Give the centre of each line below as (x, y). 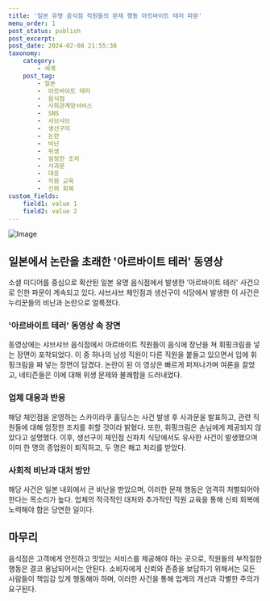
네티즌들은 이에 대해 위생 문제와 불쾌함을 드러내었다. (101, 375)
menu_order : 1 (32, 23)
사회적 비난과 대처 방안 (50, 470)
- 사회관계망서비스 (65, 106)
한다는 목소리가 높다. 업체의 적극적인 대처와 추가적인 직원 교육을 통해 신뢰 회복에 (134, 500)
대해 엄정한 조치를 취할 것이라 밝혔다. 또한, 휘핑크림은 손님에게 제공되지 (141, 427)
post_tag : (39, 76)
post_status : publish (45, 31)
